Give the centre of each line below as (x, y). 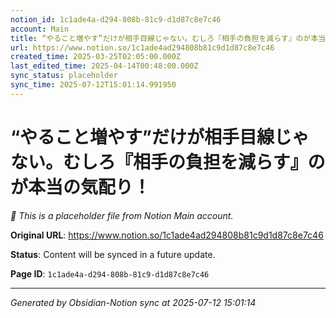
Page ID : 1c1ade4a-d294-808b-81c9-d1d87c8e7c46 (110, 273)
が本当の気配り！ (81, 187)
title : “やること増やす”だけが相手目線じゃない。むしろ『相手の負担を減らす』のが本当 (168, 38)
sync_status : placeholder (64, 76)
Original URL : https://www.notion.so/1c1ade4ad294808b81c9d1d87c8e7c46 (167, 235)
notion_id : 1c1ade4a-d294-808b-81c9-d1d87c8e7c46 (116, 19)
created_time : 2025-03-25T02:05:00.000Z (96, 57)
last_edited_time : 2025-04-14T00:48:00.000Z (104, 66)
